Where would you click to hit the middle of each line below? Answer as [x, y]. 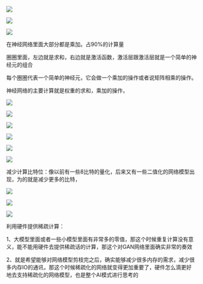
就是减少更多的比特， [53, 179]
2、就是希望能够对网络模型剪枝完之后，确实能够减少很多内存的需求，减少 [98, 260]
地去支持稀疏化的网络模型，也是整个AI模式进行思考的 [72, 275]
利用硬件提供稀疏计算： [35, 226]
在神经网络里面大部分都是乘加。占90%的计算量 [65, 44]
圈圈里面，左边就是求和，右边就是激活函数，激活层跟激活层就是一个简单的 [99, 57]
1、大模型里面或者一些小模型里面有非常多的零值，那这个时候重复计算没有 [97, 239]
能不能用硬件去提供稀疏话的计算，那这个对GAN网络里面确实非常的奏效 [105, 247]
